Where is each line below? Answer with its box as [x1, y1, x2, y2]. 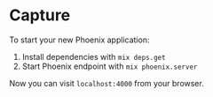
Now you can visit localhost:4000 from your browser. [9, 78, 204, 88]
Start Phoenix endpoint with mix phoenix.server [21, 61, 198, 71]
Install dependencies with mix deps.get [21, 51, 166, 62]
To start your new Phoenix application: [9, 34, 150, 45]
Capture [9, 5, 71, 26]
